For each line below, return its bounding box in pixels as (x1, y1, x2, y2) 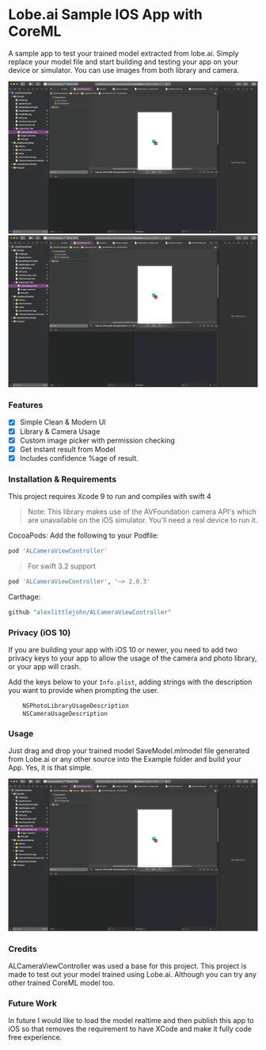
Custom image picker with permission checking (19, 436, 176, 445)
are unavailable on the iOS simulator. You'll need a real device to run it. (27, 515, 258, 525)
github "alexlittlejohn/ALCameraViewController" (8, 608, 172, 616)
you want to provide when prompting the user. (8, 685, 159, 694)
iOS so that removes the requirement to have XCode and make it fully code (8, 1024, 252, 1034)
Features (8, 400, 44, 411)
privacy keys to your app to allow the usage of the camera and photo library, (8, 653, 257, 663)
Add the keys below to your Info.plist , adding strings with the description (8, 677, 253, 687)
